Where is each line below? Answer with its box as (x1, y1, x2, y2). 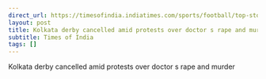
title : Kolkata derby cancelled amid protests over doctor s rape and (8, 26, 246, 34)
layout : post (8, 19, 51, 27)
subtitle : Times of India (8, 33, 93, 41)
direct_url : (8, 11, 47, 20)
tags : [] (8, 41, 37, 48)
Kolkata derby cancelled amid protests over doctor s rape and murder (8, 62, 236, 71)
